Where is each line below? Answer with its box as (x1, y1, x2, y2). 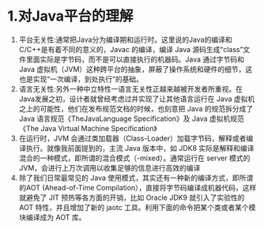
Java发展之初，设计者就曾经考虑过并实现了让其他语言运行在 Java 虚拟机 (18, 94, 255, 103)
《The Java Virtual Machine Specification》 (18, 123, 157, 133)
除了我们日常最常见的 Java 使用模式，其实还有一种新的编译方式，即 (18, 173, 239, 182)
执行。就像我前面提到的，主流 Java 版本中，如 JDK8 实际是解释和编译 (25, 143, 255, 152)
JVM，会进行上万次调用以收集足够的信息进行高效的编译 (18, 163, 201, 172)
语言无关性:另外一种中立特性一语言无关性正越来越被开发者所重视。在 (18, 84, 243, 93)
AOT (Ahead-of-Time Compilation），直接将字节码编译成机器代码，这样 (25, 182, 257, 192)
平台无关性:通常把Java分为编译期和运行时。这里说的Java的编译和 (18, 35, 232, 44)
